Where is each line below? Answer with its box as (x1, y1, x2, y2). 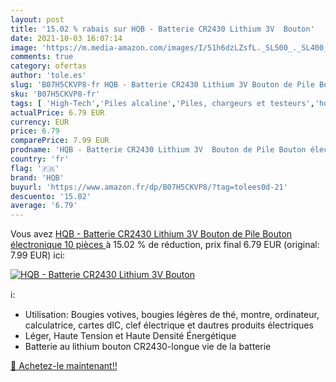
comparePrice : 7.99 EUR (10, 136, 110, 146)
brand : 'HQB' (10, 172, 65, 183)
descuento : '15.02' (10, 191, 92, 201)
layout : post (10, 14, 65, 25)
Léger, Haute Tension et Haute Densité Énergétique (24, 330, 237, 342)
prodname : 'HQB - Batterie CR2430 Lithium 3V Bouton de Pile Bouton (10, 145, 307, 155)
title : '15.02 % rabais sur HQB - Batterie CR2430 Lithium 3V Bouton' (10, 24, 315, 34)
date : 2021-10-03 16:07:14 (10, 33, 123, 43)
